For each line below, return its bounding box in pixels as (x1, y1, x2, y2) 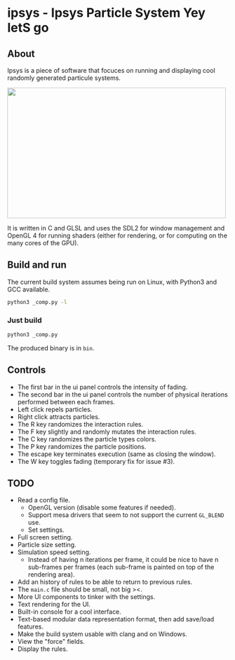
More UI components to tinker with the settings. (17, 593, 156, 601)
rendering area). (27, 570, 75, 579)
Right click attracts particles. (17, 412, 100, 421)
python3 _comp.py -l (7, 298, 68, 305)
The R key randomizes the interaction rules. (17, 420, 144, 428)
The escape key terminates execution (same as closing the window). (17, 450, 216, 458)
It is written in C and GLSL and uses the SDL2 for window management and (7, 224, 225, 232)
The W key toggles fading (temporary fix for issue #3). (17, 457, 175, 465)
